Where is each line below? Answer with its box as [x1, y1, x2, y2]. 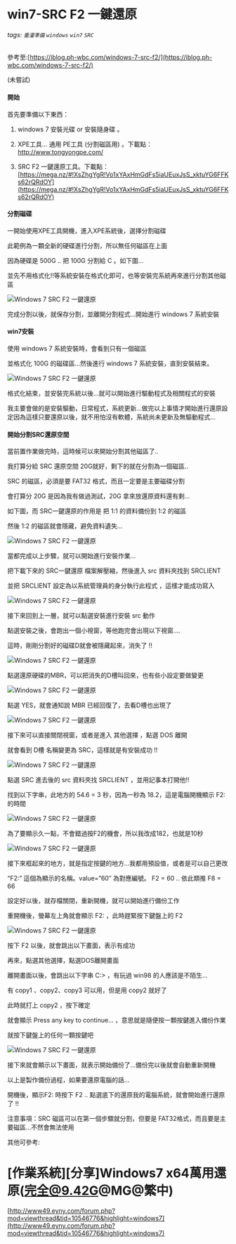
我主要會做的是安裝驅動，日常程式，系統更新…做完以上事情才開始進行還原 [7, 404, 223, 412]
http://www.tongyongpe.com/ [17, 148, 104, 156]
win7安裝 [7, 328, 34, 336]
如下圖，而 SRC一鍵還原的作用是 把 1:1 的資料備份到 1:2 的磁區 [7, 507, 187, 515]
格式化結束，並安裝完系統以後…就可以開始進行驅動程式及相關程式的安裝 [7, 389, 216, 397]
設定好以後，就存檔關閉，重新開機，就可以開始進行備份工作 [7, 897, 180, 905]
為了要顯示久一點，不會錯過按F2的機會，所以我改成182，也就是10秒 [7, 829, 204, 838]
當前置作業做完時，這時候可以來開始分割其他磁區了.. [7, 447, 159, 455]
